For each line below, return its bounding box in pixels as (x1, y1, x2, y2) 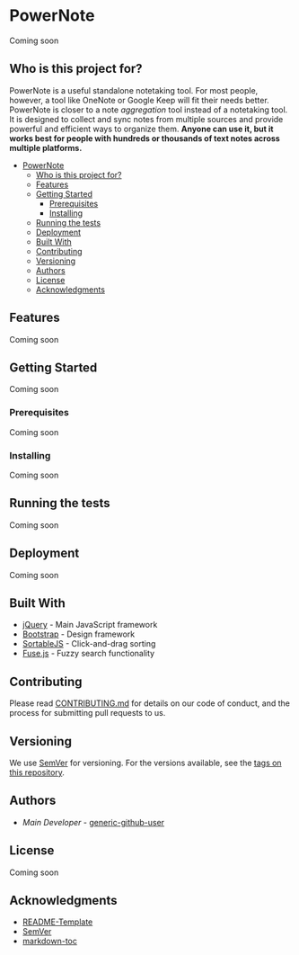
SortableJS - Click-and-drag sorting (22, 638, 156, 649)
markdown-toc (22, 936, 78, 947)
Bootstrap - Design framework (22, 629, 136, 639)
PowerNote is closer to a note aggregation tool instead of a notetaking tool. (9, 104, 288, 115)
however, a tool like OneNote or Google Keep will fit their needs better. (9, 94, 269, 105)
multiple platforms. (9, 142, 83, 153)
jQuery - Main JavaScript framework (22, 620, 158, 630)
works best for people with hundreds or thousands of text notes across (9, 132, 280, 144)
